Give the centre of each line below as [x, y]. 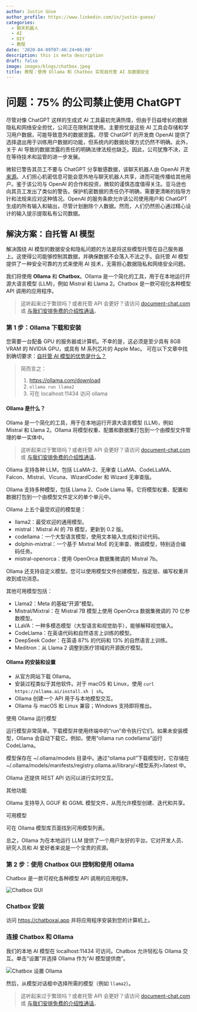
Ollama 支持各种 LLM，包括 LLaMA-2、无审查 [61, 470]
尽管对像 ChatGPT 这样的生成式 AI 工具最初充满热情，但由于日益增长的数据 [97, 120]
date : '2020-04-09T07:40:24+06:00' [50, 50]
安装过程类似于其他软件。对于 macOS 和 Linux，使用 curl [84, 684]
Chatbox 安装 [25, 906]
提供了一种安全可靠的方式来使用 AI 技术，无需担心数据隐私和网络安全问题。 [97, 264]
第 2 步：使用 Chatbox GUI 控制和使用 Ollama [70, 864]
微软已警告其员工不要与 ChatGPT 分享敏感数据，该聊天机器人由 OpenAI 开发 [98, 169]
